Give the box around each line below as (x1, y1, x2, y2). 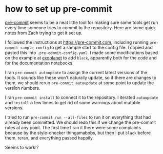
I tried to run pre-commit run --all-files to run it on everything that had (5, 114, 151, 120)
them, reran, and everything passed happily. (5, 135, 94, 141)
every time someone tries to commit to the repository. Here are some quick (5, 24, 156, 30)
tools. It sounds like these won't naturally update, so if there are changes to (5, 75, 157, 80)
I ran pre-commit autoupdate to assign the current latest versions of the (5, 69, 147, 75)
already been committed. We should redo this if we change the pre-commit (5, 119, 156, 125)
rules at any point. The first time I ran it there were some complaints (5, 124, 141, 130)
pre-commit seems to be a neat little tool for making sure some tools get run (5, 19, 158, 25)
